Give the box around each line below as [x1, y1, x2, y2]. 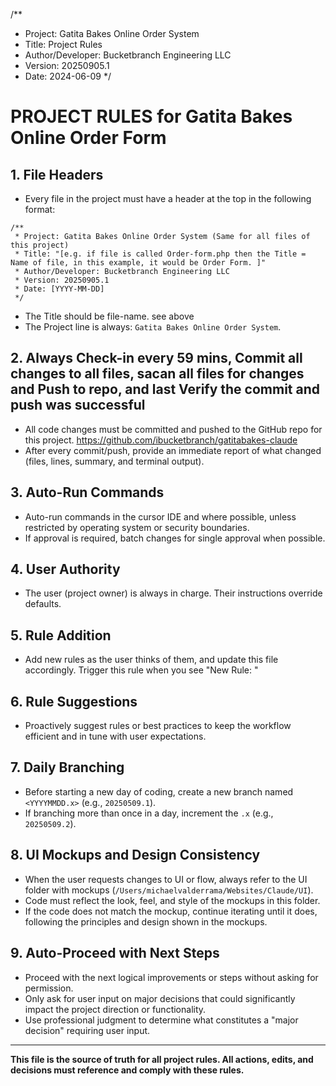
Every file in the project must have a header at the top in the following [24, 193, 312, 204]
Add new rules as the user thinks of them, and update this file [24, 654, 279, 666]
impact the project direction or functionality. [24, 1003, 207, 1015]
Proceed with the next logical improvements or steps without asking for [24, 971, 319, 983]
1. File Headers [10, 166, 104, 183]
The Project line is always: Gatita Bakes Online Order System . [24, 321, 282, 333]
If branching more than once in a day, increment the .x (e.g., [24, 807, 274, 819]
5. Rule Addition [10, 627, 112, 644]
